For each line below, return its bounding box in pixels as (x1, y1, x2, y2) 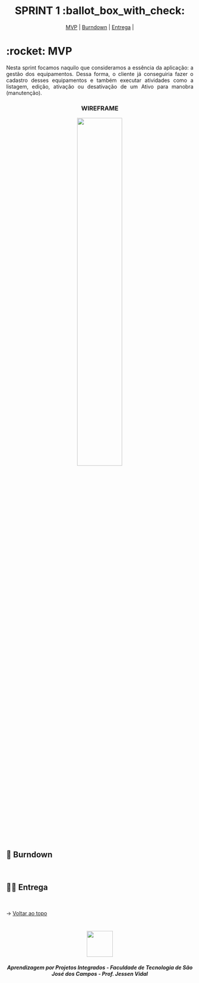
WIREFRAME (81, 104, 119, 112)
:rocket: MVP (6, 45, 72, 58)
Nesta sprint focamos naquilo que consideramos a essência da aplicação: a (6, 64, 194, 71)
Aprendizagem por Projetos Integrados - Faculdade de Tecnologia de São (7, 963, 193, 971)
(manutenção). (6, 89, 43, 96)
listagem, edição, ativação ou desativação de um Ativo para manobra (6, 83, 194, 90)
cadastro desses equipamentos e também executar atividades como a (6, 77, 194, 84)
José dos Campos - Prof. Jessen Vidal (51, 970, 149, 977)
